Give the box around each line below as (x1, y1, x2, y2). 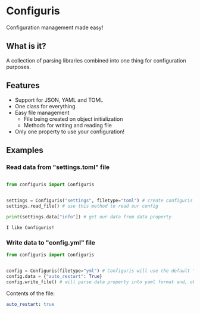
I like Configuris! (6, 224, 55, 230)
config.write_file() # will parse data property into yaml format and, (6, 278, 187, 285)
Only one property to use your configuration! (14, 128, 125, 135)
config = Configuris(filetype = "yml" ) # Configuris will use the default (6, 268, 190, 274)
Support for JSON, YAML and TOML (14, 96, 104, 104)
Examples (6, 145, 43, 155)
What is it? (6, 41, 46, 51)
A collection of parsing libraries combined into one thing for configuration (6, 57, 186, 64)
